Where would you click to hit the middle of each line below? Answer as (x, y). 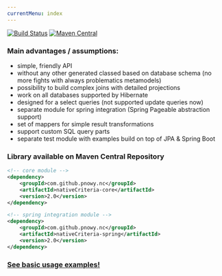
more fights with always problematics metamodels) (89, 80)
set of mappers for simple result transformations (85, 124)
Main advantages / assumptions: (63, 51)
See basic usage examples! (54, 264)
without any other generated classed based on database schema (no (114, 73)
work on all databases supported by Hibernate (83, 95)
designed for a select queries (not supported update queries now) (110, 102)
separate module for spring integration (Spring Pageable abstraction (113, 109)
